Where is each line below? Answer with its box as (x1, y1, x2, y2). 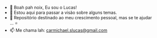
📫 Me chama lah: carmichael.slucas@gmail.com (9, 27, 108, 33)
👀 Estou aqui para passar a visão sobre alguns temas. (9, 10, 117, 15)
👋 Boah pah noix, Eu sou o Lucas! (9, 5, 77, 10)
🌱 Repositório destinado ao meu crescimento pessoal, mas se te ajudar (9, 15, 152, 20)
